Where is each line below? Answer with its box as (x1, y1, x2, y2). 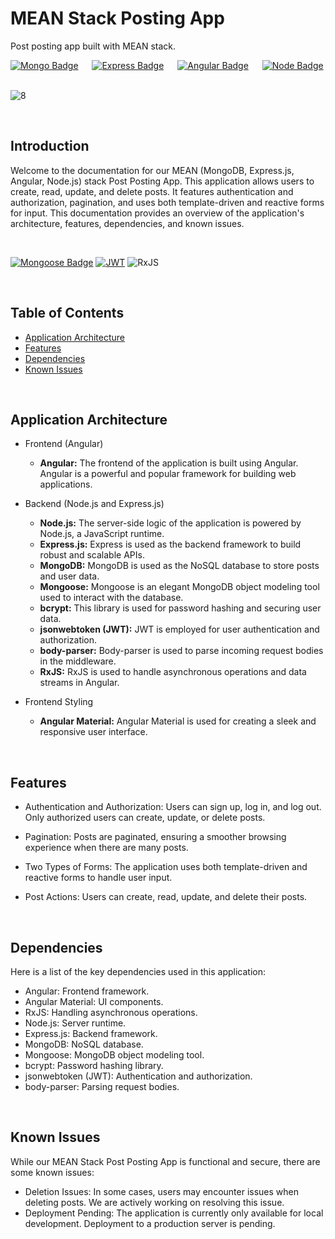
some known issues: (10, 1166, 95, 1178)
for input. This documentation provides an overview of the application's (10, 207, 305, 219)
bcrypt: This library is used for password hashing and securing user (39, 602, 322, 614)
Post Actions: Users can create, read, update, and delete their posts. (24, 891, 308, 903)
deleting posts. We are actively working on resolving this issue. (24, 1196, 285, 1208)
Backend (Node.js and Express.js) (24, 498, 165, 510)
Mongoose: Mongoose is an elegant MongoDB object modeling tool (39, 581, 320, 593)
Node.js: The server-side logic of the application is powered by (39, 517, 302, 529)
